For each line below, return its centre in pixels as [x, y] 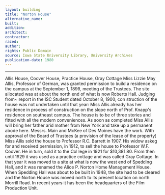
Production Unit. [22, 188]
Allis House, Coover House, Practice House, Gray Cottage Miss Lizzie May [80, 79]
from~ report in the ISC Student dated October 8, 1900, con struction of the [81, 99]
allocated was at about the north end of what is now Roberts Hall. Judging [80, 94]
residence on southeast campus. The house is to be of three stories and [78, 115]
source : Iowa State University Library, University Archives [69, 55]
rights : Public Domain [28, 51]
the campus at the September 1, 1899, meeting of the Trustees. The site [77, 89]
